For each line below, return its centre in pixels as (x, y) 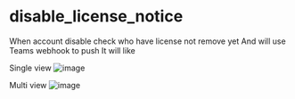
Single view (30, 68)
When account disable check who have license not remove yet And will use (148, 41)
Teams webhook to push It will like (72, 50)
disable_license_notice (96, 16)
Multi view (28, 85)
